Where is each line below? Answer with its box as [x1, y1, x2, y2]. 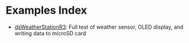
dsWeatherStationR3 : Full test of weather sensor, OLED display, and [14, 23, 184, 30]
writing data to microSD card [14, 29, 87, 36]
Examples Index [5, 4, 87, 17]
